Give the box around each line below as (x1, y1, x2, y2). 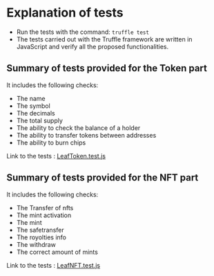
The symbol (16, 102, 51, 110)
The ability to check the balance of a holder (16, 123, 141, 132)
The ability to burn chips (16, 138, 86, 147)
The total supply (16, 116, 64, 125)
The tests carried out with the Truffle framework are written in (16, 35, 193, 43)
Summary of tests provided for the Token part (6, 62, 208, 74)
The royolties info (16, 233, 67, 241)
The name (16, 94, 46, 102)
